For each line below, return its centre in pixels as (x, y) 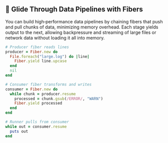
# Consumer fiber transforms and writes (49, 84)
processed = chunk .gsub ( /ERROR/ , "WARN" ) (59, 99)
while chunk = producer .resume (43, 94)
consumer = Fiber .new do (31, 89)
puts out (19, 131)
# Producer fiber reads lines (37, 47)
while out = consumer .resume (36, 127)
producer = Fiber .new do (31, 52)
